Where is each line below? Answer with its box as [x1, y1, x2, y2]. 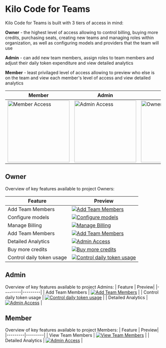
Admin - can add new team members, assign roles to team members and [5, 54, 154, 60]
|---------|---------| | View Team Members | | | [5, 332, 150, 338]
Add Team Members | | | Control [45, 289, 159, 295]
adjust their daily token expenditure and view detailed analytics [5, 60, 133, 66]
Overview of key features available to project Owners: [5, 185, 115, 191]
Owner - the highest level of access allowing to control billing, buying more [5, 29, 158, 35]
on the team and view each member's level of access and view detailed [5, 75, 151, 81]
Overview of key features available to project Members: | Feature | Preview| [5, 327, 159, 333]
